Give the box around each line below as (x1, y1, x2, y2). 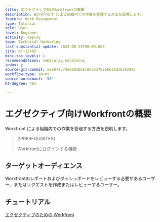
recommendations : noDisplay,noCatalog (5, 58, 85, 63)
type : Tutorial (5, 21, 37, 26)
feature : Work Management (5, 16, 58, 21)
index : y (5, 62, 23, 67)
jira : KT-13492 (5, 49, 37, 54)
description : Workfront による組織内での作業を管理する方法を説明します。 (5, 12, 144, 17)
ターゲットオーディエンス (5, 162, 83, 170)
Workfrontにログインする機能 (17, 146, 77, 152)
